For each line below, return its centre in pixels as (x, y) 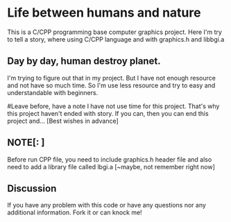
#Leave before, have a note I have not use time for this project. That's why (113, 106)
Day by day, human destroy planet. (84, 61)
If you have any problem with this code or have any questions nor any (107, 205)
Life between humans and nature (104, 13)
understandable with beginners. (53, 92)
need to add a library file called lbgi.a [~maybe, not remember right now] (111, 166)
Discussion (32, 188)
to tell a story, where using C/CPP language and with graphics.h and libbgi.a (116, 39)
